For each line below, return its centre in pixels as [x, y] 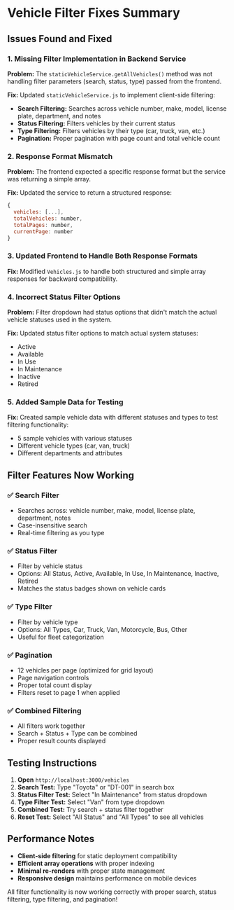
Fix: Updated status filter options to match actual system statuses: [103, 333]
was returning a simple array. [49, 179]
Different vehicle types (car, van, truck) [74, 446]
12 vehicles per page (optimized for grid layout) [85, 670]
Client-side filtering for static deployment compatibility [97, 855]
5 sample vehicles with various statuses [75, 439]
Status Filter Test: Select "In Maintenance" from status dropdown [112, 794]
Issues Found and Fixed [60, 39]
